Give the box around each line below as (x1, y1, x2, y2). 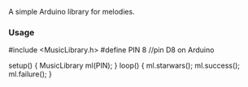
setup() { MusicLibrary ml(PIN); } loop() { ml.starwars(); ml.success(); (8, 60, 241, 71)
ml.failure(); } (8, 69, 53, 79)
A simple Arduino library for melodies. (8, 7, 136, 16)
